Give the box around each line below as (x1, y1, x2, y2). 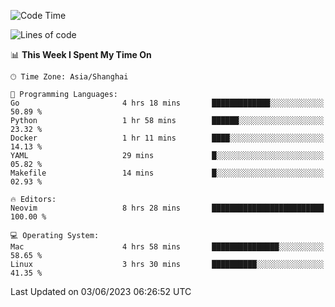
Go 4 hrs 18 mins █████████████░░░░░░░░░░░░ (10, 98, 325, 108)
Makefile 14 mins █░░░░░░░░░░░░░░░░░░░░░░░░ (10, 168, 325, 178)
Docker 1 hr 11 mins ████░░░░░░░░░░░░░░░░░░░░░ (10, 133, 325, 143)
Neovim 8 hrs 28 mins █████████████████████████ (10, 203, 325, 213)
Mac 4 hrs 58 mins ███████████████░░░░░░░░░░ (10, 242, 325, 252)
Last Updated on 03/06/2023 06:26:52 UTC (10, 286, 192, 297)
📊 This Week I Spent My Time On (10, 49, 152, 60)
